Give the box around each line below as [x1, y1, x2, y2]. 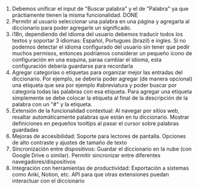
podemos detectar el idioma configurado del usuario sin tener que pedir [11, 43, 190, 50]
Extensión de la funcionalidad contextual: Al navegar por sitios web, [11, 107, 180, 114]
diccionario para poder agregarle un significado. [11, 24, 132, 31]
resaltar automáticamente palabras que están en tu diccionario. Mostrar [11, 113, 190, 121]
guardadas [11, 126, 39, 133]
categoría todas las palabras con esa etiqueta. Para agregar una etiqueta [11, 88, 192, 95]
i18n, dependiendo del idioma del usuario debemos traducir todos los [11, 31, 183, 38]
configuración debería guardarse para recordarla [11, 62, 133, 70]
